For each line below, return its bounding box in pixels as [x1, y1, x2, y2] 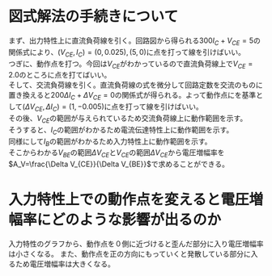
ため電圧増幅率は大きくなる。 [15, 259, 115, 269]
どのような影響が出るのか [51, 211, 222, 229]
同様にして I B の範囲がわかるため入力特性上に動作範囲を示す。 [8, 136, 212, 148]
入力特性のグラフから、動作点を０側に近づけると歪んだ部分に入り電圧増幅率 [8, 239, 264, 249]
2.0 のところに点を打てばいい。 [8, 70, 112, 80]
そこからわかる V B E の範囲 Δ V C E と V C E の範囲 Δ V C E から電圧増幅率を [8, 148, 225, 160]
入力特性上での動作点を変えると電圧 [8, 190, 249, 209]
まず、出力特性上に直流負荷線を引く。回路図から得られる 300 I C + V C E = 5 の [8, 36, 261, 47]
